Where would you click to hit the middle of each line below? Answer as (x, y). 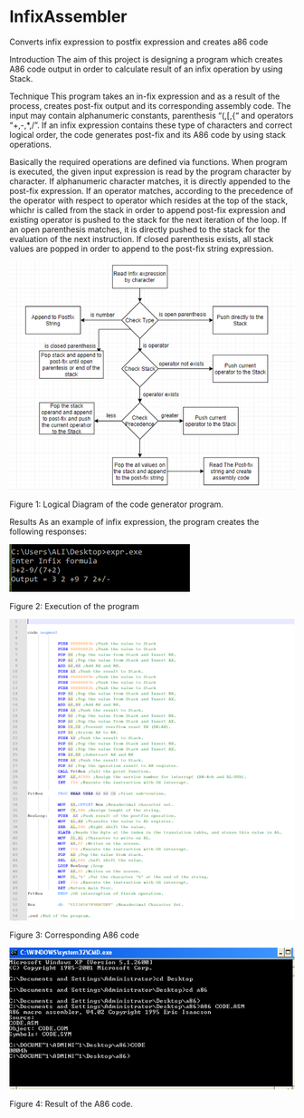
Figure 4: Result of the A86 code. (71, 1104)
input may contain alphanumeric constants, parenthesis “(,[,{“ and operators (152, 115)
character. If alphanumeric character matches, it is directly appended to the (150, 181)
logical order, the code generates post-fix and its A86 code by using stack (148, 134)
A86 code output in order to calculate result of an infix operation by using (146, 69)
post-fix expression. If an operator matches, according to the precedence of (152, 190)
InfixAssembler (69, 17)
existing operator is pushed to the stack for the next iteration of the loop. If (148, 219)
